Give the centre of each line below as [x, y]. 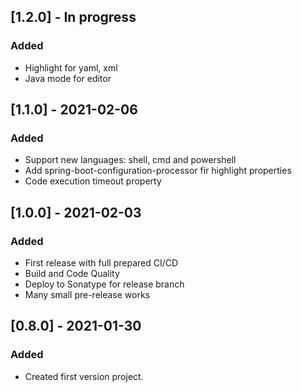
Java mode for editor [68, 78]
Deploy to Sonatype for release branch [104, 284]
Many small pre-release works [87, 295]
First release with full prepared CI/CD [101, 263]
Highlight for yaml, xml [71, 67]
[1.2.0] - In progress [73, 17]
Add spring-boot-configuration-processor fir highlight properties [158, 171]
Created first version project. [84, 376]
